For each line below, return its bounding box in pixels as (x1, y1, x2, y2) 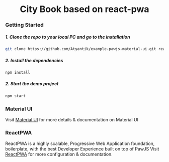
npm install (5, 70, 30, 75)
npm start (5, 93, 26, 98)
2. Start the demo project (5, 81, 59, 87)
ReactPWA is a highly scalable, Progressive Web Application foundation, (5, 140, 155, 146)
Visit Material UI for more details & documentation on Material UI (5, 116, 138, 122)
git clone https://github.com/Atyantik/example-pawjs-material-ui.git (5, 47, 156, 52)
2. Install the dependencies (5, 57, 63, 63)
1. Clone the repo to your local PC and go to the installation (5, 34, 130, 40)
